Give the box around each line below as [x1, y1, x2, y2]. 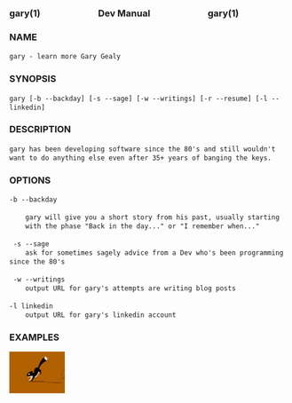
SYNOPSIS [9, 73, 57, 85]
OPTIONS [9, 174, 51, 186]
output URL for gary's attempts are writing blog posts [25, 284, 237, 293]
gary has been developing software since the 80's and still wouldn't [9, 145, 276, 154]
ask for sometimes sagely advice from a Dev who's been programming [25, 249, 284, 257]
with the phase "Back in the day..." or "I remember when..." [25, 222, 260, 231]
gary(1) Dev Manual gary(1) [9, 7, 240, 20]
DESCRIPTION [9, 123, 72, 136]
